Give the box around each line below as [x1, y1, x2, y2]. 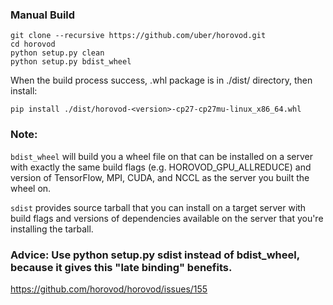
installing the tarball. [10, 223, 94, 235]
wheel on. [10, 182, 52, 194]
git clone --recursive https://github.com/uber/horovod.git [10, 31, 267, 41]
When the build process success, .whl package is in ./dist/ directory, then [10, 74, 313, 87]
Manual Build [10, 8, 76, 22]
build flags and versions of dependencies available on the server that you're [10, 212, 324, 224]
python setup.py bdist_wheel [10, 57, 132, 67]
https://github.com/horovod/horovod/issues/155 [10, 283, 208, 295]
